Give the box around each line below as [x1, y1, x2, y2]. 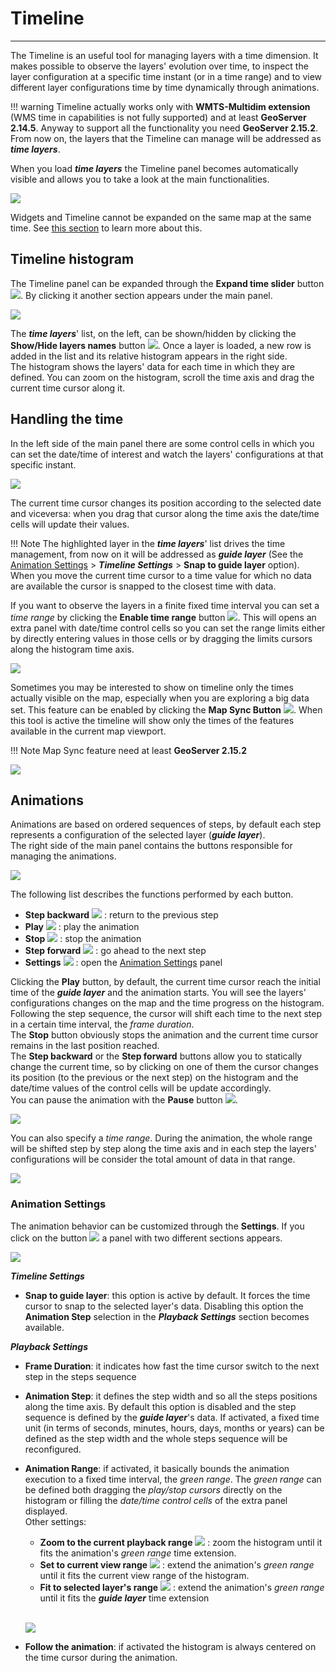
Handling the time [10, 411, 124, 428]
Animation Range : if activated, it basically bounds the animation [24, 1462, 290, 1474]
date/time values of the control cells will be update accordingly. [10, 1082, 272, 1094]
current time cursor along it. [10, 382, 126, 394]
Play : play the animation [24, 921, 140, 933]
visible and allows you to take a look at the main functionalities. [10, 173, 270, 185]
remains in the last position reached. [10, 1040, 160, 1052]
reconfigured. [24, 1443, 82, 1455]
